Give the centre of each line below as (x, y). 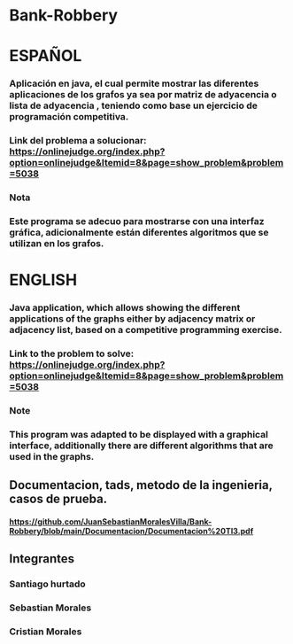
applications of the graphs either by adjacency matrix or (132, 319)
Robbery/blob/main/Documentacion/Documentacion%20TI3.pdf (131, 531)
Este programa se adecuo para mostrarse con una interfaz (137, 221)
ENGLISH (43, 280)
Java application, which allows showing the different (125, 308)
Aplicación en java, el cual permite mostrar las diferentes (134, 83)
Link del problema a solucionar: (78, 141)
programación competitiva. (69, 117)
